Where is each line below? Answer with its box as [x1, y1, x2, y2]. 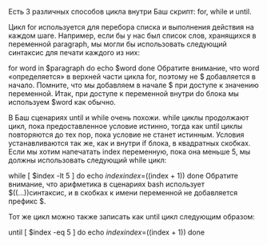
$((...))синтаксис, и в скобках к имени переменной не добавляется [8, 188, 238, 197]
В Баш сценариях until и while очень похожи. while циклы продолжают [8, 113, 249, 122]
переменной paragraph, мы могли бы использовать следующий [8, 39, 228, 49]
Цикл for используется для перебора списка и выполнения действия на [8, 22, 254, 31]
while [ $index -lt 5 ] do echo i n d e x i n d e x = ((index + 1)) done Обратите [8, 171, 238, 180]
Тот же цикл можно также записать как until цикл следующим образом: [8, 212, 256, 221]
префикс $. [8, 196, 46, 206]
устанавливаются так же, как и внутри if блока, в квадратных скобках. [8, 139, 251, 147]
